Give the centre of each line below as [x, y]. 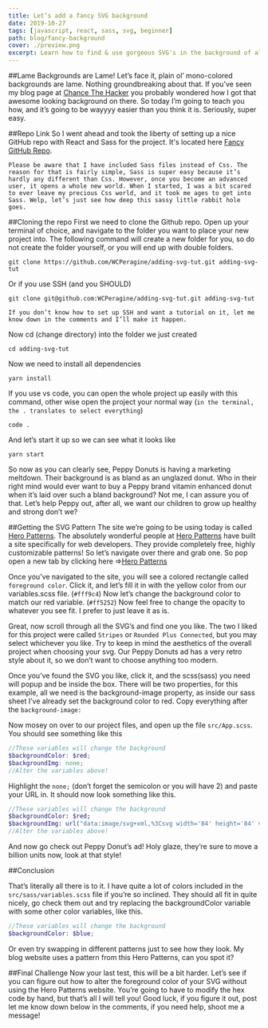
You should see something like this [65, 733]
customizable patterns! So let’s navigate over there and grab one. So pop [128, 553]
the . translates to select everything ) [76, 410]
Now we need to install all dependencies [75, 364]
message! [24, 1015]
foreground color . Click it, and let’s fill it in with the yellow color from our [128, 585]
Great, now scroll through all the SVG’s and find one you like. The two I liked [133, 626]
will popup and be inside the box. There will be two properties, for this [123, 684]
